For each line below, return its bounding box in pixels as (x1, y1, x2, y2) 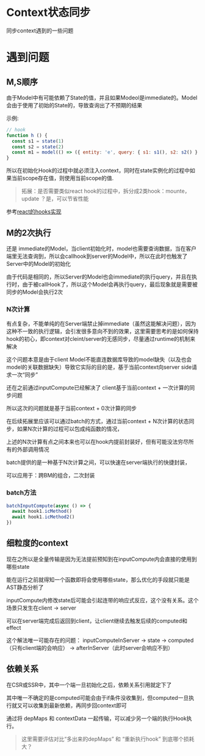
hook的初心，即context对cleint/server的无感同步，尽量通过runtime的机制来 (6, 335, 196, 343)
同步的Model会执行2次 (6, 288, 63, 296)
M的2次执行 (6, 227, 51, 238)
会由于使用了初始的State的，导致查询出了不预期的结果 (6, 101, 143, 109)
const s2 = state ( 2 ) (12, 144, 64, 150)
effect (6, 624, 21, 631)
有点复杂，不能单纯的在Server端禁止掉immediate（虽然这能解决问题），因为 (6, 320, 196, 327)
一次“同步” (11, 371, 38, 379)
